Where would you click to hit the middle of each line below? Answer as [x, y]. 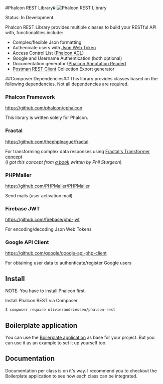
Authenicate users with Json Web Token [54, 47]
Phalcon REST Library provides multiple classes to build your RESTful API [81, 27]
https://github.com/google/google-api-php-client [56, 253]
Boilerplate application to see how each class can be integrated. [71, 376]
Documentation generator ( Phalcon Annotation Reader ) [69, 63]
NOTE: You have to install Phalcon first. [46, 291]
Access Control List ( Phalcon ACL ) [48, 53]
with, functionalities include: [34, 32]
